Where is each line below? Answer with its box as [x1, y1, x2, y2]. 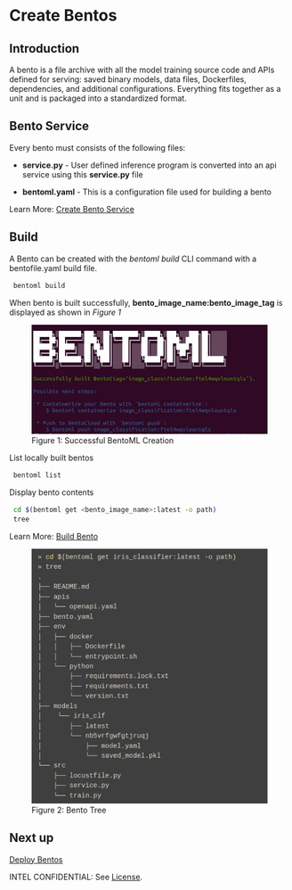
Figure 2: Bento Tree [31, 804, 107, 815]
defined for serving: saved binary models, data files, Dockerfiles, [9, 74, 247, 85]
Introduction [9, 41, 80, 56]
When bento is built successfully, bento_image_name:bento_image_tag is [9, 297, 283, 308]
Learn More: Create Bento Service [9, 203, 135, 214]
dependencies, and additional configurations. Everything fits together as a [9, 84, 281, 94]
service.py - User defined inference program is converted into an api [21, 160, 278, 170]
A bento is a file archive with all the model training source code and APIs [9, 64, 275, 75]
